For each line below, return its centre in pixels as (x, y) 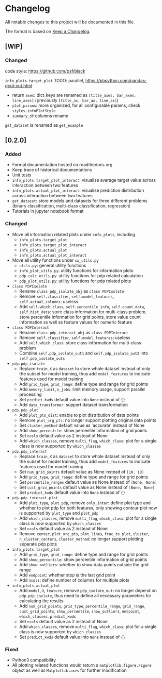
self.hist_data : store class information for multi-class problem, (83, 312)
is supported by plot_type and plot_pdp (59, 513)
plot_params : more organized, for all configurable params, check (76, 105)
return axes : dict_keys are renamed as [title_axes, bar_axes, (74, 95)
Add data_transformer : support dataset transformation (74, 405)
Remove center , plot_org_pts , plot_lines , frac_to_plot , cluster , (84, 534)
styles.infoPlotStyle (34, 111)
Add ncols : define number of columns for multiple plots (74, 580)
